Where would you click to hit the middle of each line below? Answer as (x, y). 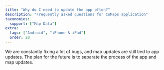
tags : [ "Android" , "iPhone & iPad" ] (48, 33)
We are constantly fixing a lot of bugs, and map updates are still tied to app (82, 51)
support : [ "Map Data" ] (33, 24)
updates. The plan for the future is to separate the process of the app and (81, 57)
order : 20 (20, 38)
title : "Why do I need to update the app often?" (58, 10)
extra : (12, 28)
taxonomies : (17, 19)
